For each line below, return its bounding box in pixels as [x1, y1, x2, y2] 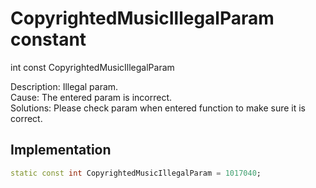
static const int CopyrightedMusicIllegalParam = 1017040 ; [10, 168, 262, 178]
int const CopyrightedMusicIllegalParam [10, 61, 175, 73]
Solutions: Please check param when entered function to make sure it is [10, 102, 307, 114]
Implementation [10, 142, 112, 159]
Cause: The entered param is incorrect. [10, 91, 173, 103]
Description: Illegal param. [10, 80, 119, 92]
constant [10, 28, 87, 51]
